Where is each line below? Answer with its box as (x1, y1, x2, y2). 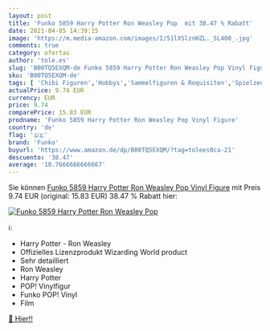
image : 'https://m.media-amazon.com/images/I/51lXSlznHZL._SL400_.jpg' (8, 34, 253, 42)
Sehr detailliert (19, 256, 69, 265)
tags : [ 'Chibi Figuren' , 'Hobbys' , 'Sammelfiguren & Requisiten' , (8, 79, 231, 87)
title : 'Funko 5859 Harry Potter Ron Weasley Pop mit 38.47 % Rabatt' (8, 19, 253, 27)
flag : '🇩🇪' (8, 131, 48, 139)
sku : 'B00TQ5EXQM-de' (8, 71, 81, 79)
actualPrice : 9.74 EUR (8, 86, 84, 95)
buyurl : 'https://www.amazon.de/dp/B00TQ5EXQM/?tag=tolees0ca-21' (8, 146, 235, 154)
